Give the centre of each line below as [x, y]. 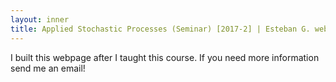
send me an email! [48, 68]
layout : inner [40, 19]
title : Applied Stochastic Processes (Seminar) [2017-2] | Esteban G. [160, 29]
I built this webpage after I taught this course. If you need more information [165, 57]
